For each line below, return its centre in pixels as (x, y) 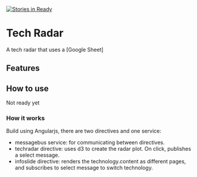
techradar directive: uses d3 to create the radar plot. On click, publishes (103, 149)
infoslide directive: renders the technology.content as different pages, (100, 162)
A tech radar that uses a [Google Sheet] (55, 49)
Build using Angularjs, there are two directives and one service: (84, 131)
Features (23, 68)
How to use (27, 88)
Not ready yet (23, 103)
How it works (26, 118)
